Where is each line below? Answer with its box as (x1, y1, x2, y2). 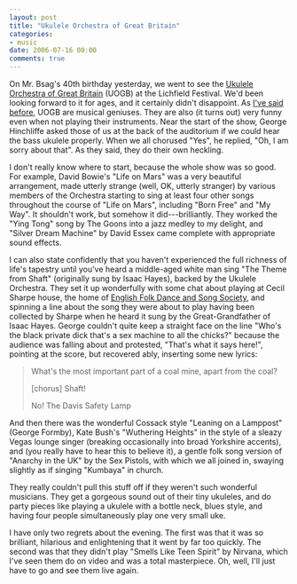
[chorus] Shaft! (30, 383, 86, 393)
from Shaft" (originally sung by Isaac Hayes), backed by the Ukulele (9, 273, 257, 284)
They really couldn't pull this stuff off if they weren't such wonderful (9, 482, 258, 493)
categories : (9, 29, 53, 38)
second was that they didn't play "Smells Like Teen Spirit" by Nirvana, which (9, 547, 288, 556)
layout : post (9, 12, 58, 22)
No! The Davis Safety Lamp (30, 400, 131, 411)
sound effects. (9, 237, 62, 248)
